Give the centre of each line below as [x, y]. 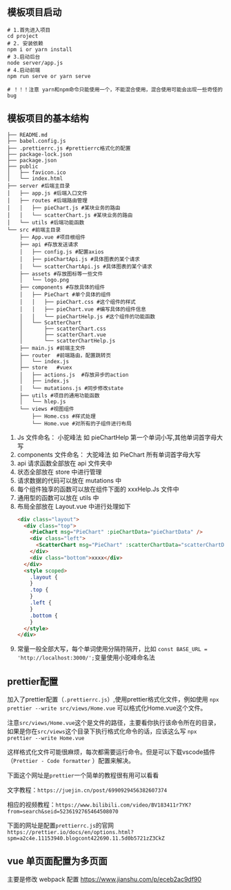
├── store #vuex [46, 367]
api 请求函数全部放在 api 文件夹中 [64, 463]
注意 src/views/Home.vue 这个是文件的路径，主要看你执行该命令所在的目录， [113, 723]
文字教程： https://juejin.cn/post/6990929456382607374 [87, 790]
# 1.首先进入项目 [29, 30]
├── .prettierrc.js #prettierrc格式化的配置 [69, 148]
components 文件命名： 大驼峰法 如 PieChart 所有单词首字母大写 [109, 454]
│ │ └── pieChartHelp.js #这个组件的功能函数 [88, 316]
